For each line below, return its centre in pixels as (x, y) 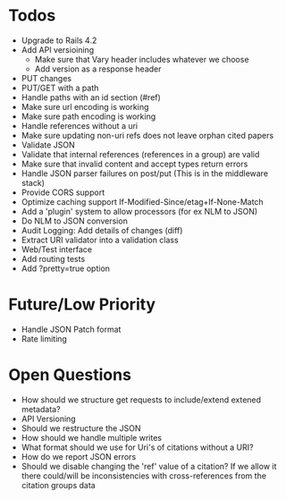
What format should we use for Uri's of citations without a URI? (137, 447)
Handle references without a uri (80, 125)
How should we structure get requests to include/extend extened (141, 400)
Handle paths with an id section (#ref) (91, 97)
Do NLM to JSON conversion (75, 221)
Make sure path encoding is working (88, 116)
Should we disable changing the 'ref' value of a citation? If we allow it (149, 466)
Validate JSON (48, 145)
